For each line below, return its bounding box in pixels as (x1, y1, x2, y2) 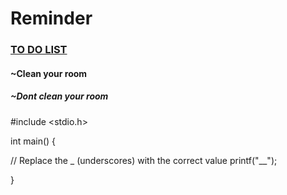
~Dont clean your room (10, 90, 109, 102)
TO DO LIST (10, 43, 68, 57)
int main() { (10, 135, 57, 147)
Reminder (10, 7, 93, 30)
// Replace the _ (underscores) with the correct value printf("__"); (10, 154, 278, 166)
